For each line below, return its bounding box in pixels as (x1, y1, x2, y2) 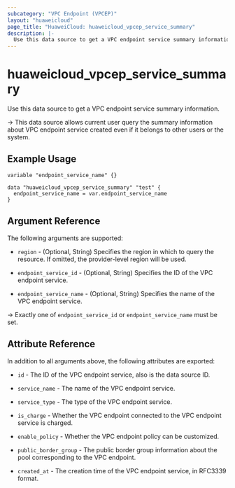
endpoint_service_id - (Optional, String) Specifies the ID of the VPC (17, 268, 213, 277)
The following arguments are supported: (7, 234, 124, 242)
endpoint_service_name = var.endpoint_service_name (13, 190, 168, 197)
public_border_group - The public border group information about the (17, 445, 218, 454)
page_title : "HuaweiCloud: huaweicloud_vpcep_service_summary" (7, 23, 196, 30)
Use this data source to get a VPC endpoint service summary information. (7, 104, 220, 113)
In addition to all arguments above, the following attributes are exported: (7, 356, 215, 365)
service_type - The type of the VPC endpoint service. (17, 397, 173, 406)
